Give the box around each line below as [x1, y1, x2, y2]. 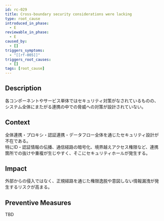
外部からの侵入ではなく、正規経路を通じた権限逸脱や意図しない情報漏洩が [5, 178, 155, 184]
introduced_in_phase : [5, 20, 49, 26]
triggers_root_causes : [5, 57, 51, 62]
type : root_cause [5, 16, 41, 21]
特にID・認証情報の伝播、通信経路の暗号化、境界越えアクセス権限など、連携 [5, 144, 159, 150]
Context [5, 118, 30, 127]
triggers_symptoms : [5, 48, 45, 53]
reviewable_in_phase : [5, 30, 49, 35]
